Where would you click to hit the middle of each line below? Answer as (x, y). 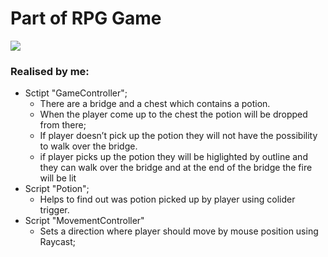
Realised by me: (50, 71)
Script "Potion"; (57, 189)
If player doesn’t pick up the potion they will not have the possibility (178, 136)
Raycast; (57, 242)
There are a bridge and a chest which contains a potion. (155, 104)
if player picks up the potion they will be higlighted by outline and (173, 157)
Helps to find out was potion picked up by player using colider (167, 199)
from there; (63, 125)
